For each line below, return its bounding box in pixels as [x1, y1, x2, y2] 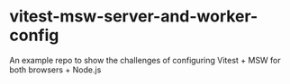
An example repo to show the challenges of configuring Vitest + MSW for [9, 55, 281, 65]
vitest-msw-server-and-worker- [9, 6, 258, 27]
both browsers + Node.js [9, 64, 102, 75]
